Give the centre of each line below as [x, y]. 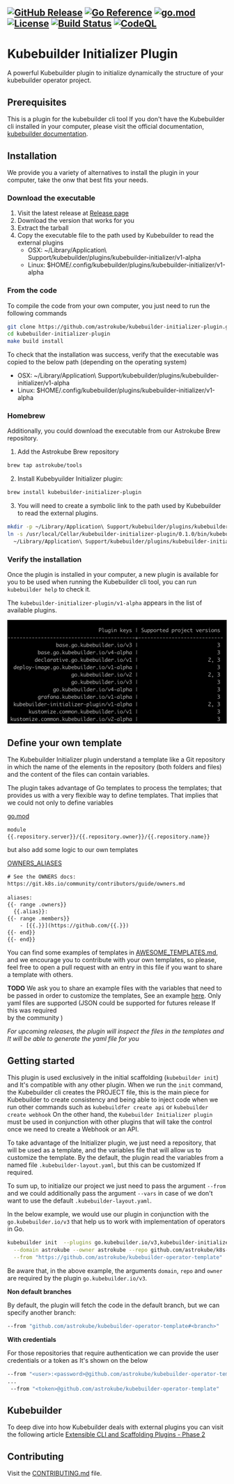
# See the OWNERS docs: [42, 877]
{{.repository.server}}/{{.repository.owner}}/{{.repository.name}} [109, 837]
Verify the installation [45, 559]
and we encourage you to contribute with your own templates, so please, [112, 960]
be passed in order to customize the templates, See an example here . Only [114, 996]
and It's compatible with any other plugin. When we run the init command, [115, 1085]
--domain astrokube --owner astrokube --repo [81, 1250]
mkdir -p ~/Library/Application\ [56, 527]
